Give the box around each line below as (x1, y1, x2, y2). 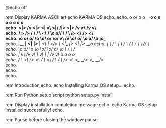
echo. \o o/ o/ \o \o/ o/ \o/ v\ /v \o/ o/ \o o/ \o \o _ (5, 35, 106, 41)
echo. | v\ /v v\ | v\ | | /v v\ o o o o (5, 51, 75, 57)
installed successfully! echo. (5, 107, 64, 113)
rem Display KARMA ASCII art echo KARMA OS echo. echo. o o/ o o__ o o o (5, 14, 161, 20)
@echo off (5, 5, 27, 10)
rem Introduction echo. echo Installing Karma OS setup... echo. (5, 82, 136, 88)
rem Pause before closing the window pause (5, 117, 98, 122)
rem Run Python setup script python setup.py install (5, 92, 113, 98)
